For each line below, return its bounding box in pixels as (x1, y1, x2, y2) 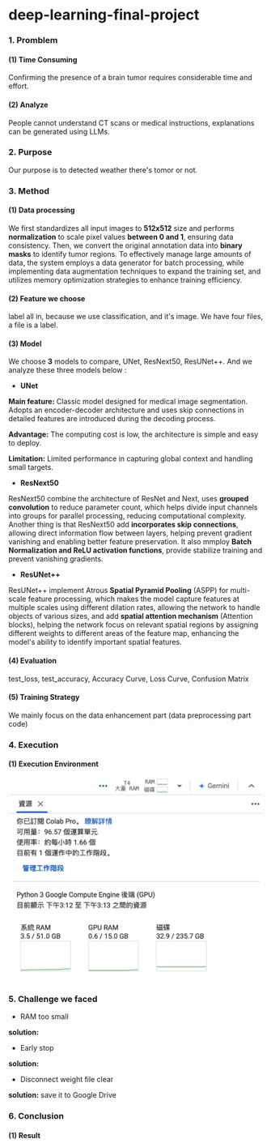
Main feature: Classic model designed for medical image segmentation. (8, 397, 248, 407)
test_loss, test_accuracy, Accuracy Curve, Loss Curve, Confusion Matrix (8, 674, 249, 684)
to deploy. (8, 438, 42, 448)
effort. (8, 81, 30, 91)
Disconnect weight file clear (19, 1075, 114, 1085)
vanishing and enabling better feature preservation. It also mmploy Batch (8, 537, 252, 547)
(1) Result (8, 1130, 40, 1140)
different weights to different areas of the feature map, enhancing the (8, 629, 239, 638)
